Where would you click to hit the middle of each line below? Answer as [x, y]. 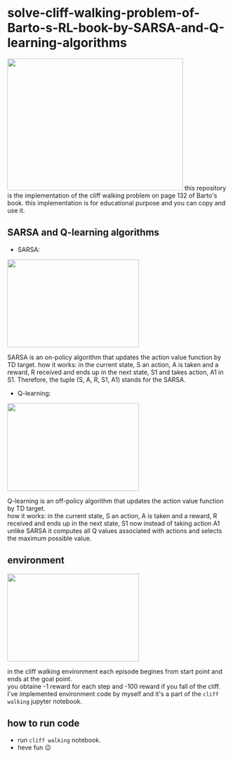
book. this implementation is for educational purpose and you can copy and [116, 203]
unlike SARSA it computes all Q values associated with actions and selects [115, 531]
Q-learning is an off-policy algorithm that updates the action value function [115, 501]
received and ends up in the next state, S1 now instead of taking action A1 [114, 523]
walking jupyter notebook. [45, 701]
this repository [205, 188]
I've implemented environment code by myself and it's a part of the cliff [113, 693]
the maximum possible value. [49, 538]
